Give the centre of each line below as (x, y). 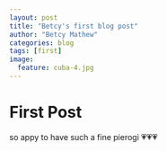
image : (22, 59)
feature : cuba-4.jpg (56, 68)
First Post (46, 112)
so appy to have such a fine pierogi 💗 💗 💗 (83, 137)
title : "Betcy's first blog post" (74, 26)
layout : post (34, 18)
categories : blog (42, 43)
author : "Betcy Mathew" (54, 34)
